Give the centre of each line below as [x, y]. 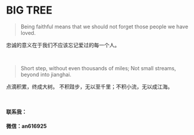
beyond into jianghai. [46, 74]
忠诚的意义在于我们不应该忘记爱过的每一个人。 [63, 45]
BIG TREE [29, 10]
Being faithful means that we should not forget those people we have [104, 27]
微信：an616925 [27, 126]
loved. [28, 32]
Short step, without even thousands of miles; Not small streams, [98, 68]
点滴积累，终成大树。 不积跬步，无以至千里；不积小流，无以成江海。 [89, 87]
